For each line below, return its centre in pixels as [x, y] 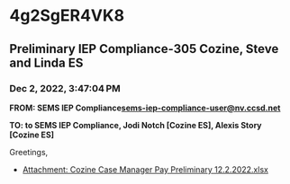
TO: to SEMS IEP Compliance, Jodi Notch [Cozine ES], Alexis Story [136, 125]
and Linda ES [46, 62]
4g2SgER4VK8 [67, 16]
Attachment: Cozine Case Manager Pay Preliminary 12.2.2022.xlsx [145, 169]
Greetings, [29, 152]
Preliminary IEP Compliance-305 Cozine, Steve [144, 49]
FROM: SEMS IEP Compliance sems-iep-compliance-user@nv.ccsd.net [145, 108]
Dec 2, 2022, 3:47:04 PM [65, 88]
